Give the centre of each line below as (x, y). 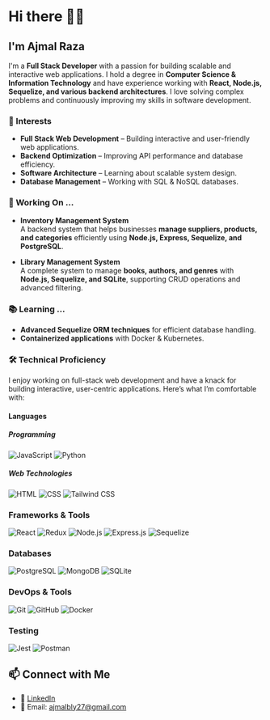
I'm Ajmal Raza (46, 47)
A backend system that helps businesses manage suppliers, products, (139, 229)
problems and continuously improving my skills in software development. (130, 100)
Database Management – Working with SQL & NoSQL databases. (129, 182)
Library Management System (70, 261)
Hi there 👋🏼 (46, 17)
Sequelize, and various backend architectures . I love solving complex (126, 91)
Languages (27, 416)
